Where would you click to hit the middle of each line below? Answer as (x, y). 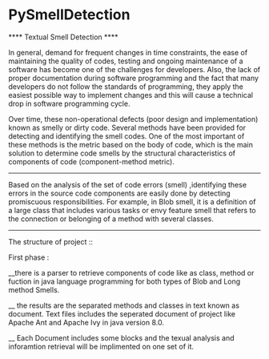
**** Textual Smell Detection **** (63, 37)
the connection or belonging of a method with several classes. (111, 219)
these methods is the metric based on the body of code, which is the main (131, 144)
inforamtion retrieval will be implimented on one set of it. (101, 346)
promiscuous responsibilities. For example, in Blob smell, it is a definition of (132, 201)
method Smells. (34, 289)
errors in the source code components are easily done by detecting (119, 193)
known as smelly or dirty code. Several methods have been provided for (127, 127)
